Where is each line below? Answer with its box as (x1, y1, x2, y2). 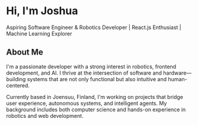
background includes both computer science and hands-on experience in (6, 105, 186, 113)
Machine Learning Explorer (6, 30, 72, 37)
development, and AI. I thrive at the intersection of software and (6, 69, 162, 76)
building (6, 75, 26, 82)
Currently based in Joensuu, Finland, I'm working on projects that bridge (6, 93, 184, 100)
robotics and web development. (6, 112, 84, 119)
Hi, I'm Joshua (6, 4, 78, 18)
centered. (6, 82, 30, 89)
